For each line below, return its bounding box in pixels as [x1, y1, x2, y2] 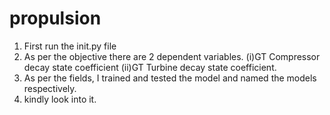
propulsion [9, 7, 102, 30]
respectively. [23, 82, 77, 94]
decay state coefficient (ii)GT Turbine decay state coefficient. [23, 61, 277, 73]
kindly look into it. [23, 93, 97, 105]
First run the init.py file [23, 40, 117, 52]
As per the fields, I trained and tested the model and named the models [23, 72, 317, 84]
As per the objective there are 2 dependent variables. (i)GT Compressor [23, 50, 321, 62]
